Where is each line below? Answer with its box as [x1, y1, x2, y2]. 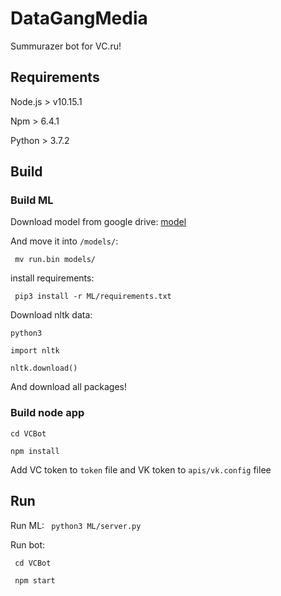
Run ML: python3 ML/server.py [10, 519, 142, 531]
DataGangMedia [10, 7, 148, 30]
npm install [10, 446, 60, 456]
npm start [14, 575, 56, 586]
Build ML [10, 193, 54, 207]
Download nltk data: [10, 309, 93, 321]
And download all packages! [10, 381, 128, 393]
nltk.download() [10, 363, 78, 374]
